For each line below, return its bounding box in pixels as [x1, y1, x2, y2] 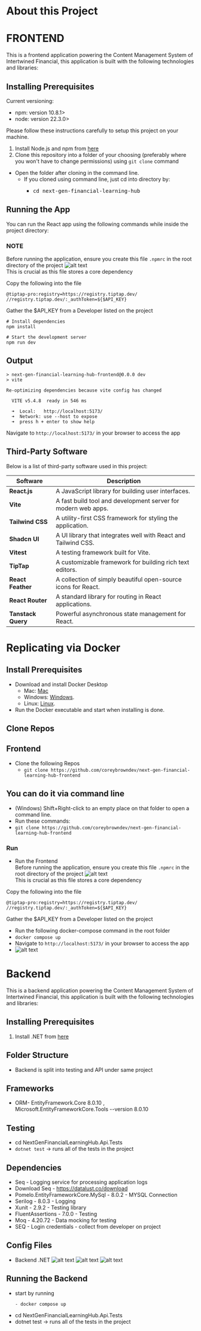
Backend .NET [14, 1256, 51, 1263]
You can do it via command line [6, 789, 124, 799]
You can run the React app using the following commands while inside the [6, 220, 188, 228]
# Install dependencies [6, 319, 66, 325]
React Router [9, 596, 47, 604]
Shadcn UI [9, 535, 39, 543]
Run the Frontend [14, 857, 58, 865]
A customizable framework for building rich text [56, 558, 190, 566]
